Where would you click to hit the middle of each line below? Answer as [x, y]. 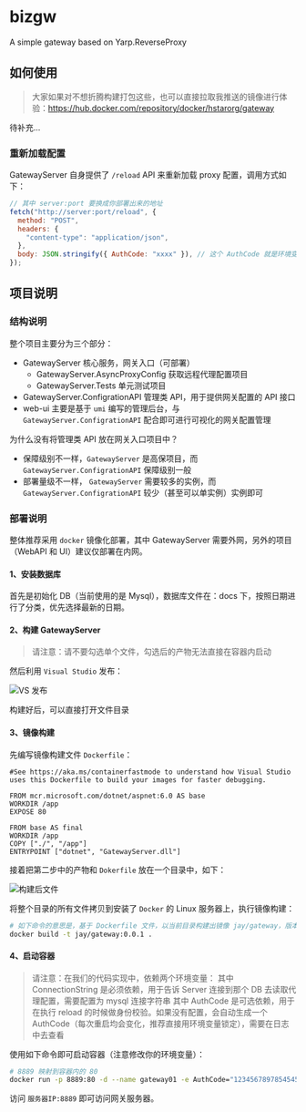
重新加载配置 [38, 153]
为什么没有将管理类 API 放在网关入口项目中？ [94, 438]
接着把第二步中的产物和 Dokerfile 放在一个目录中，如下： [118, 870]
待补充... [25, 127]
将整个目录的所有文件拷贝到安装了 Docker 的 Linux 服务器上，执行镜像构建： [152, 908]
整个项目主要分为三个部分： [61, 343]
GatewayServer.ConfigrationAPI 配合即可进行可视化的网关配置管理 [147, 419]
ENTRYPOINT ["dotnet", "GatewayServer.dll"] [95, 851]
